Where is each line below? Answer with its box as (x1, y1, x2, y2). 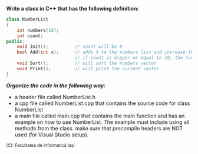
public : (6, 38, 25, 44)
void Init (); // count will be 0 (16, 44, 123, 50)
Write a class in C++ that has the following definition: (6, 5, 139, 12)
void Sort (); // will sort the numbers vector (16, 60, 157, 66)
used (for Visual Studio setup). (14, 131, 89, 138)
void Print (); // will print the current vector (16, 65, 160, 71)
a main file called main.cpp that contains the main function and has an (14, 112, 185, 119)
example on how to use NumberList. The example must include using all (14, 118, 190, 126)
